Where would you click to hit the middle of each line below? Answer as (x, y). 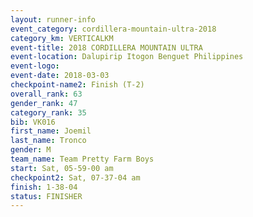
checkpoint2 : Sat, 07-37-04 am (75, 177)
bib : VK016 (33, 122)
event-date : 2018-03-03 (60, 76)
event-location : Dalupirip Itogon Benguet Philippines (127, 57)
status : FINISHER (46, 196)
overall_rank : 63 (46, 94)
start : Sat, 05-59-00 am (62, 168)
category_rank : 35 (48, 112)
